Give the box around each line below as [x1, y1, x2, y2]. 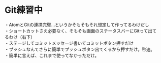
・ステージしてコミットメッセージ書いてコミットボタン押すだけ [4, 40, 134, 46]
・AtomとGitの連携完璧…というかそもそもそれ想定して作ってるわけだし [4, 22, 150, 28]
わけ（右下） [8, 34, 35, 40]
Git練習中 [4, 4, 43, 16]
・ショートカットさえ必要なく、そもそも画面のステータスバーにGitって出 [4, 28, 153, 33]
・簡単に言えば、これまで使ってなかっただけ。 [4, 52, 99, 58]
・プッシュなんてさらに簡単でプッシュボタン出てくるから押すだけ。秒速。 [4, 46, 155, 52]
